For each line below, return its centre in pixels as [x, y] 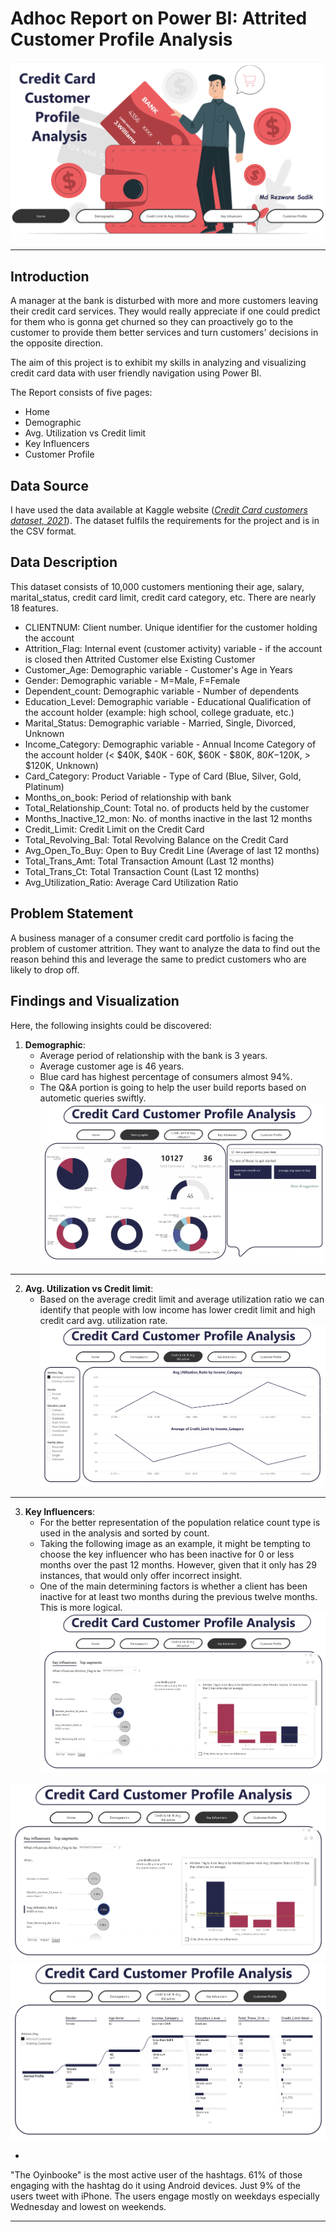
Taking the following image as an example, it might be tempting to [175, 1543]
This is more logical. [81, 1607]
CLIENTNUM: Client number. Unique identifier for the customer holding [171, 627]
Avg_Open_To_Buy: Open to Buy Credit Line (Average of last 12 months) [172, 850]
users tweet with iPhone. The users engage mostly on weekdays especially [165, 2196]
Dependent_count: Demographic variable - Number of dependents [162, 691]
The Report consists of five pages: [81, 393]
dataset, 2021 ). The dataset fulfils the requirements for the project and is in [165, 521]
